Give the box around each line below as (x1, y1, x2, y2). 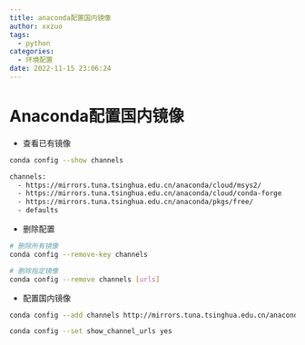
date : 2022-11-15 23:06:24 (9, 64, 112, 74)
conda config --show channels (9, 155, 124, 164)
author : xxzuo (9, 22, 64, 31)
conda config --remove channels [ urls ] (9, 274, 161, 284)
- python (17, 38, 51, 48)
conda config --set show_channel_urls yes (9, 327, 172, 336)
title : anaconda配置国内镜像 (9, 13, 112, 23)
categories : (9, 47, 54, 56)
